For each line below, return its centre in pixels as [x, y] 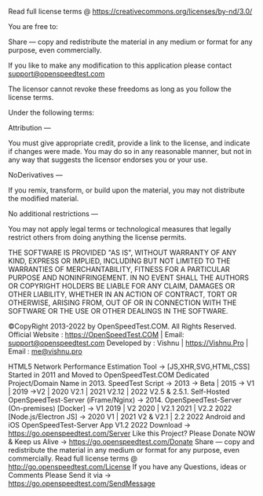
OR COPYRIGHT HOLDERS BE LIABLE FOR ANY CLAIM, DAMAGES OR [122, 286]
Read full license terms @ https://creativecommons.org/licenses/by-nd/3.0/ [130, 11]
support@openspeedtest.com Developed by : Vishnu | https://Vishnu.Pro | [128, 343]
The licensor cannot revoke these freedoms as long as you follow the [120, 89]
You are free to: [33, 26]
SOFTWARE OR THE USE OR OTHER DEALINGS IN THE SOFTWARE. [118, 311]
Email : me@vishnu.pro [45, 351]
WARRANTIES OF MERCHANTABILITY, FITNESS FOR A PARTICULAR [119, 269]
